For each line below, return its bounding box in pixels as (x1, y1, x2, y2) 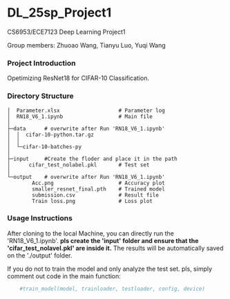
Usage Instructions (7, 213, 73, 223)
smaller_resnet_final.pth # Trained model (32, 185, 166, 193)
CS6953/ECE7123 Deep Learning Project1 (7, 28, 126, 36)
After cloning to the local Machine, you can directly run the (7, 229, 175, 238)
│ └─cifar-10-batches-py (7, 143, 82, 150)
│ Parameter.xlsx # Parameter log (7, 107, 166, 114)
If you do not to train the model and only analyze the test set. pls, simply (7, 264, 213, 273)
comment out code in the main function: (7, 271, 121, 280)
